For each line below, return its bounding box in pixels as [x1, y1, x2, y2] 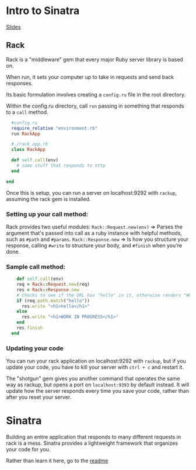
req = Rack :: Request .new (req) [16, 282, 90, 288]
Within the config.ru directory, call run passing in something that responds [6, 102, 185, 109]
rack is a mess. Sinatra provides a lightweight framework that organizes [6, 440, 178, 447]
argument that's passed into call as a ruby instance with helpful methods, [6, 229, 183, 236]
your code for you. [6, 446, 51, 453]
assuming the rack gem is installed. [6, 195, 91, 202]
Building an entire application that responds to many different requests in [6, 434, 181, 441]
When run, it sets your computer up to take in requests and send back [6, 73, 174, 80]
